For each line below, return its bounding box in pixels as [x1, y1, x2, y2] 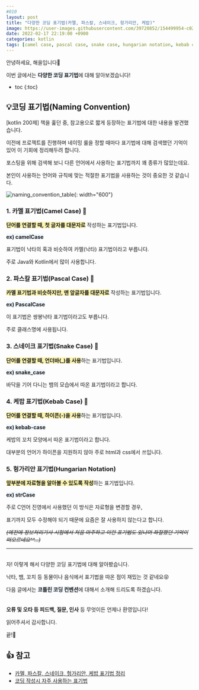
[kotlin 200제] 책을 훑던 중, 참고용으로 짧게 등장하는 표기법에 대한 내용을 [6, 119, 174, 126]
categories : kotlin [6, 36, 54, 42]
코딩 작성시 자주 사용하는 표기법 [14, 677, 88, 684]
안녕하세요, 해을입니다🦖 [6, 59, 60, 66]
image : [6, 25, 23, 31]
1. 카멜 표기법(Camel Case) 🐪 [6, 207, 87, 215]
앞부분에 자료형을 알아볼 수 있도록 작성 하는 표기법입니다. [6, 479, 135, 487]
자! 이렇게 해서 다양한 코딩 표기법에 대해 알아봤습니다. [6, 561, 129, 568]
